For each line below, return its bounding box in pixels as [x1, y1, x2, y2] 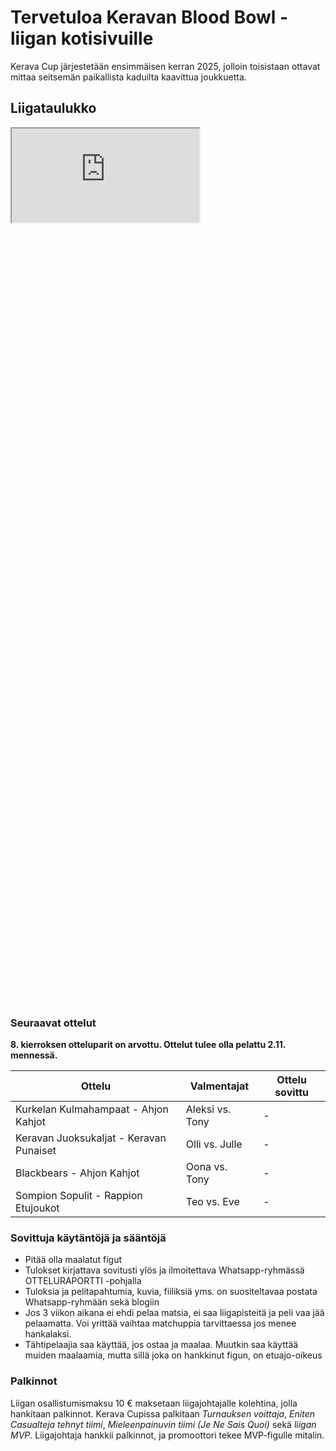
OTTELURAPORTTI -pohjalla [24, 1275, 142, 1287]
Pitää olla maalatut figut [24, 1254, 123, 1266]
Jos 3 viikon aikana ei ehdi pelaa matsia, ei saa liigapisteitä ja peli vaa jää [24, 1307, 325, 1319]
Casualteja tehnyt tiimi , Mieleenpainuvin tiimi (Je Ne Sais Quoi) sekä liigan [10, 1418, 317, 1430]
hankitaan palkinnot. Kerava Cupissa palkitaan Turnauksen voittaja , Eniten [10, 1407, 316, 1420]
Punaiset [15, 1144, 57, 1158]
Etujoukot [15, 1201, 60, 1215]
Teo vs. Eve [185, 1195, 240, 1209]
